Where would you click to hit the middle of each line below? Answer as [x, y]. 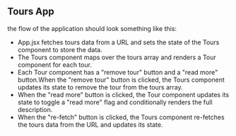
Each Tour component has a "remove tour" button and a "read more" [118, 72]
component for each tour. [54, 64]
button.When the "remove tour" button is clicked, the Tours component [121, 80]
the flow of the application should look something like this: [92, 28]
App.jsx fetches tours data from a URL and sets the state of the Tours [118, 42]
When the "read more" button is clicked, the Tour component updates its [123, 94]
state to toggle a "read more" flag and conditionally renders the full [115, 102]
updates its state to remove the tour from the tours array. [100, 87]
